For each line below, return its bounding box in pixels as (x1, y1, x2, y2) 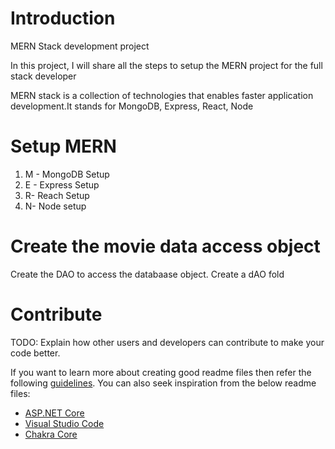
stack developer (10, 70, 77, 82)
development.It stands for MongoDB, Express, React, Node (10, 100, 254, 112)
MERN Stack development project (10, 40, 150, 52)
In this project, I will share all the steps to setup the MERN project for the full (10, 59, 323, 71)
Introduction (10, 7, 116, 30)
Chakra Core (24, 428, 78, 440)
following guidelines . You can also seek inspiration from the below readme (10, 377, 317, 389)
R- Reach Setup (24, 189, 90, 201)
